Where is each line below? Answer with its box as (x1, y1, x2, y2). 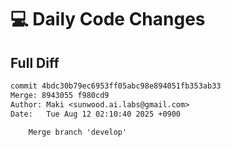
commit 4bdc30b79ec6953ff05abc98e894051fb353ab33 (10, 81, 222, 91)
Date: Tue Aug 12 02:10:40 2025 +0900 (10, 109, 182, 119)
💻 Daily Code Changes (10, 8, 206, 31)
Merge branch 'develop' (28, 127, 128, 137)
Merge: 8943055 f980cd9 (10, 90, 110, 100)
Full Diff (10, 54, 60, 71)
